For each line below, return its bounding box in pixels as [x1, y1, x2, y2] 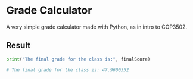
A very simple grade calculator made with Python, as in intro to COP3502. [6, 23, 188, 30]
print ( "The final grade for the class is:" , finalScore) [6, 56, 151, 62]
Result [6, 40, 31, 50]
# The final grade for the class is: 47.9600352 [6, 67, 129, 73]
